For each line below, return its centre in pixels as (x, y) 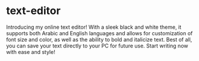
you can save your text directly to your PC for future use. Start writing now (97, 46)
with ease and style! (31, 52)
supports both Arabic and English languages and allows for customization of (99, 33)
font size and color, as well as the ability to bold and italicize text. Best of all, (99, 39)
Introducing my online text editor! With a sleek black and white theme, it (94, 27)
